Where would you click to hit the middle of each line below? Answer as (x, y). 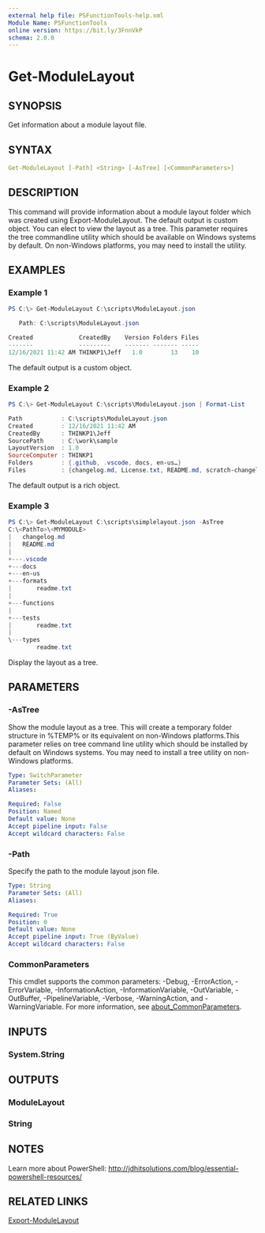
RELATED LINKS (48, 1202)
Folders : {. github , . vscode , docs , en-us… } (95, 463)
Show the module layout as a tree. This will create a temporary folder (120, 727)
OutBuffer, (25, 999)
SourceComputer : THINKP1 (50, 456)
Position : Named (35, 812)
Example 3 (29, 506)
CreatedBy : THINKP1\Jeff (60, 433)
